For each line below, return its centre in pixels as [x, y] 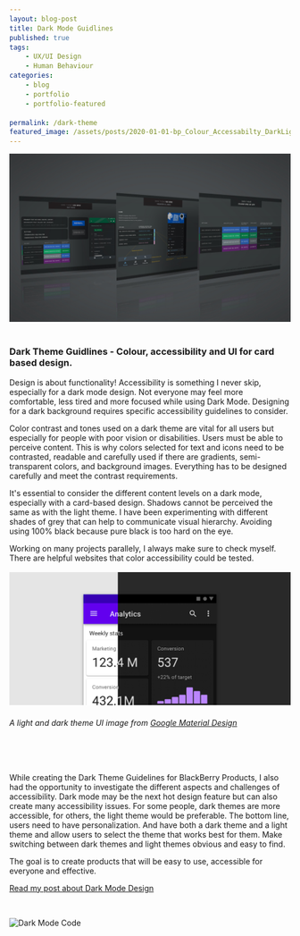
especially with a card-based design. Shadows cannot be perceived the [142, 502]
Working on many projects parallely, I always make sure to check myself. [143, 548]
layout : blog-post [43, 19]
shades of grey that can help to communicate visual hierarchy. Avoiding [141, 521]
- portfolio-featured [65, 104]
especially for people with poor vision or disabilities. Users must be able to [146, 437]
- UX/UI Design [54, 57]
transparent [30, 466]
